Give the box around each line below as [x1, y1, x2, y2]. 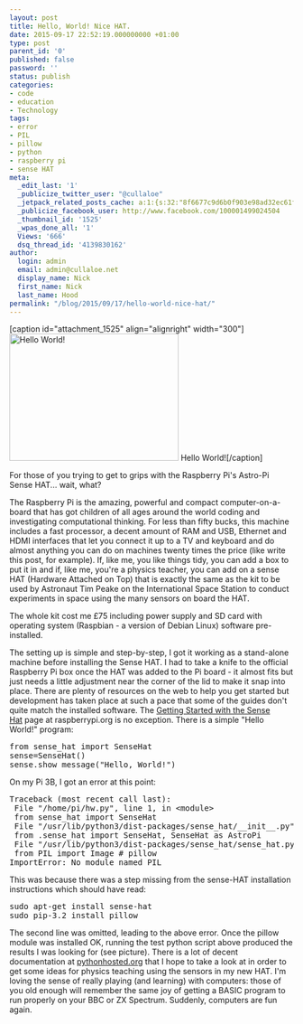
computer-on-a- [220, 497, 281, 508]
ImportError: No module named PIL [9, 858, 162, 868]
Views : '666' [17, 231, 67, 240]
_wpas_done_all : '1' [17, 223, 95, 232]
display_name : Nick [17, 274, 91, 283]
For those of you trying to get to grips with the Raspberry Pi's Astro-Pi [9, 470, 270, 481]
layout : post [9, 13, 59, 23]
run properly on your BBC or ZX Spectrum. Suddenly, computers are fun [9, 995, 278, 1006]
